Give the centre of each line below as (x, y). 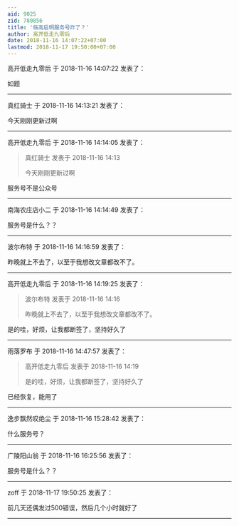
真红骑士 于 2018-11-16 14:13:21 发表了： (66, 105)
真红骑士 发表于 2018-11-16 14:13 (73, 157)
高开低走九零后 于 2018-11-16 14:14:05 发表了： (76, 142)
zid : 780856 (25, 21)
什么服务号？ (26, 434)
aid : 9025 (22, 14)
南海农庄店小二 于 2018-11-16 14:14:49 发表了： (76, 210)
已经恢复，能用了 (32, 396)
